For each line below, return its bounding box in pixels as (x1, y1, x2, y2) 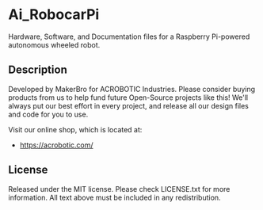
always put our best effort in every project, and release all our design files (8, 101, 250, 110)
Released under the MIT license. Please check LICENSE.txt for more (8, 184, 231, 193)
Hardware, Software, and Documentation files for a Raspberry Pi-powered (8, 32, 250, 41)
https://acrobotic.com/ (19, 140, 93, 150)
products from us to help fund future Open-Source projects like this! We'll (8, 93, 248, 102)
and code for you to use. (8, 109, 89, 119)
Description (8, 63, 67, 77)
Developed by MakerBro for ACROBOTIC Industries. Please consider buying (8, 84, 256, 94)
